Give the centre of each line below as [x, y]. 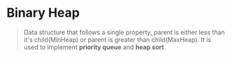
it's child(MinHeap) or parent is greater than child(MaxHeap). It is [117, 39]
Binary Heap [43, 13]
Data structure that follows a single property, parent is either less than [124, 32]
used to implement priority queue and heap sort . [95, 47]
